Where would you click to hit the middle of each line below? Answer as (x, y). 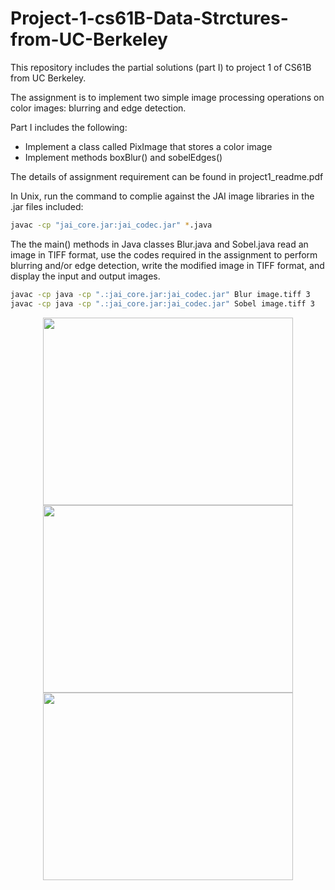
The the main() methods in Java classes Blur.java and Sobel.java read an (159, 244)
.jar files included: (47, 206)
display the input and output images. (85, 276)
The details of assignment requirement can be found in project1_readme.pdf (167, 176)
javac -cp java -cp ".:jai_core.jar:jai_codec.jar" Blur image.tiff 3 (160, 294)
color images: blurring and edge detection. (98, 108)
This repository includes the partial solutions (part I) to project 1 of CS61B (161, 67)
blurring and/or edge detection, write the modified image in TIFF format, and (167, 265)
